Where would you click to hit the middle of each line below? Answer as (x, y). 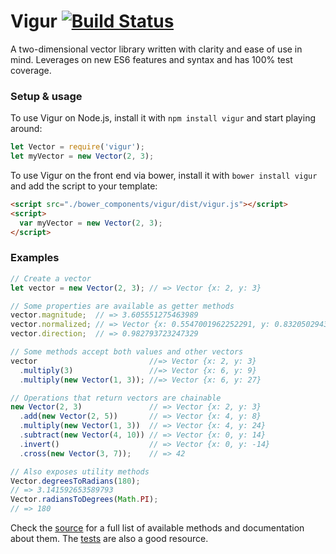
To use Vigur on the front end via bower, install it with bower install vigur (164, 175)
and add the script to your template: (84, 186)
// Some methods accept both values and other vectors (127, 352)
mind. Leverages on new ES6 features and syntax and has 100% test (151, 59)
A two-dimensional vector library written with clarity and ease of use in (156, 49)
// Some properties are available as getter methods (122, 306)
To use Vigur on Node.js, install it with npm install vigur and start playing (163, 118)
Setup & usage (46, 96)
